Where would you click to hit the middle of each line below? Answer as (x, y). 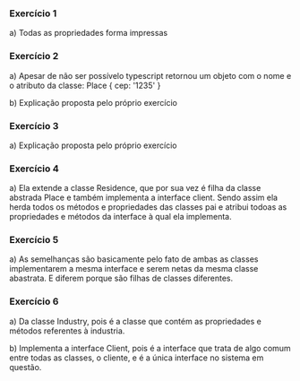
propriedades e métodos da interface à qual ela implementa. (120, 217)
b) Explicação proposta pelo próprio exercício (93, 102)
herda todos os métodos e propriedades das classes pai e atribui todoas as (148, 207)
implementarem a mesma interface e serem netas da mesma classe (134, 269)
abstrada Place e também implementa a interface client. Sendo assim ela (144, 198)
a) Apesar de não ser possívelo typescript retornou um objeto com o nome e (150, 75)
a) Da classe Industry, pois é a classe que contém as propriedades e (136, 321)
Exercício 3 (34, 126)
